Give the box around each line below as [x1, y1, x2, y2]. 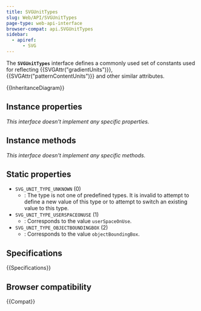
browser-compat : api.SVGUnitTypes [6, 26, 94, 32]
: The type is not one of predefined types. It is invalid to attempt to [24, 192, 189, 199]
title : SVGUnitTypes [6, 9, 59, 15]
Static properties [6, 169, 71, 179]
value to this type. [24, 205, 69, 212]
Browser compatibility [6, 282, 92, 292]
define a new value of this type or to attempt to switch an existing [24, 198, 188, 205]
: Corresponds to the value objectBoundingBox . [24, 230, 140, 238]
